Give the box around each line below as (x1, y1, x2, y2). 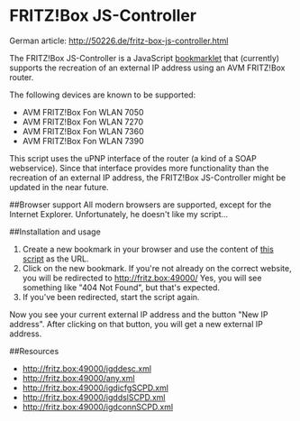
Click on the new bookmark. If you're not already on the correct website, (22, 262, 292, 273)
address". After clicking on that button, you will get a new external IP (9, 318, 263, 329)
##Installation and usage (9, 226, 101, 237)
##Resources (9, 345, 59, 356)
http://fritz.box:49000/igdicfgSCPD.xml (22, 382, 169, 393)
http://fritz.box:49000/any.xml (22, 372, 135, 383)
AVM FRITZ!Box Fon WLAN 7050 (22, 106, 144, 117)
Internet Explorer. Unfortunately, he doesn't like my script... (9, 208, 229, 219)
